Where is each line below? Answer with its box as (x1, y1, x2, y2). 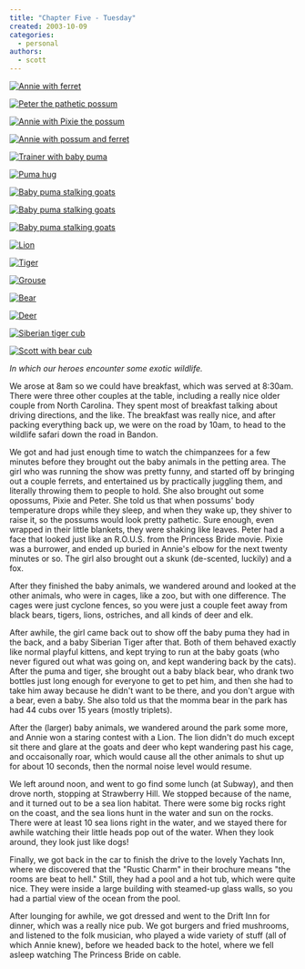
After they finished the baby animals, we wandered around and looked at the (9, 580, 297, 591)
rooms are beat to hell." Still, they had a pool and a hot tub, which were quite (9, 873, 296, 884)
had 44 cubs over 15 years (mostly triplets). (9, 705, 173, 715)
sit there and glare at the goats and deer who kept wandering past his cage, (9, 741, 294, 752)
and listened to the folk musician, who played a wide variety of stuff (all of (9, 930, 287, 941)
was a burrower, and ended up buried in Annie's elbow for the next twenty (9, 544, 289, 554)
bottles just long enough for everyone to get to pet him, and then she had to (9, 676, 294, 686)
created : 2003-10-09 (9, 22, 88, 31)
